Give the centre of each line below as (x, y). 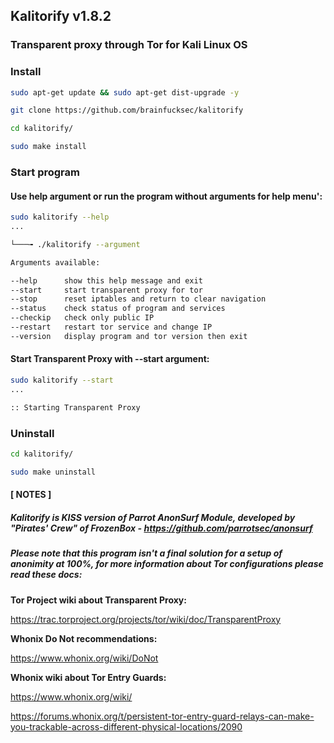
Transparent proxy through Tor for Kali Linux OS (129, 45)
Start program (45, 172)
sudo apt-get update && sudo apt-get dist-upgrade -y (125, 92)
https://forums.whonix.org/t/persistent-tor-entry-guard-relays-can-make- (162, 716)
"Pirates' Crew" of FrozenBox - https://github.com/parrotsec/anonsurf (161, 528)
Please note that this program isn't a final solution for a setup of (146, 553)
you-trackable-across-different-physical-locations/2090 (126, 726)
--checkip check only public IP (82, 318)
